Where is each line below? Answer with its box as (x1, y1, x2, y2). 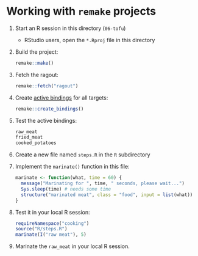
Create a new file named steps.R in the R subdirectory (15, 151, 150, 158)
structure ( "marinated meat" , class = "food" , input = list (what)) (21, 191, 193, 198)
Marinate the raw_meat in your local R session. (15, 243, 130, 250)
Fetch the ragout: (15, 71, 59, 78)
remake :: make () (15, 60, 54, 66)
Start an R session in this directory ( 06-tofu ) (15, 24, 126, 32)
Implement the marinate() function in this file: (15, 163, 130, 170)
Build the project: (15, 48, 58, 56)
